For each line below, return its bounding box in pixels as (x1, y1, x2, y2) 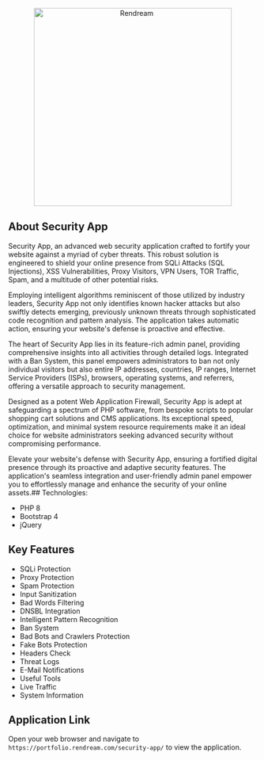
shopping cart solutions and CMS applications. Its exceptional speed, (8, 413, 234, 423)
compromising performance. (8, 438, 101, 448)
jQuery (19, 520, 42, 529)
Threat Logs (19, 656, 60, 666)
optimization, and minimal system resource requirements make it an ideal (8, 422, 247, 431)
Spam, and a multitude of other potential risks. (8, 274, 160, 285)
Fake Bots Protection (19, 640, 88, 649)
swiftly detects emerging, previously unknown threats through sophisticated (8, 307, 256, 316)
